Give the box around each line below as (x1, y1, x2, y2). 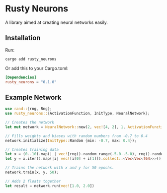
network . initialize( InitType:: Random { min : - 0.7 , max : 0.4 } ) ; (5, 138, 137, 143)
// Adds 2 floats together (5, 179, 61, 184)
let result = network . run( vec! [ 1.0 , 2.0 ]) (5, 183, 94, 189)
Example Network (5, 93, 62, 102)
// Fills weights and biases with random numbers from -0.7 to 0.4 (5, 133, 148, 138)
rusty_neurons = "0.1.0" (5, 79, 57, 84)
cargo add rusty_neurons (5, 57, 57, 62)
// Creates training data (5, 147, 59, 152)
